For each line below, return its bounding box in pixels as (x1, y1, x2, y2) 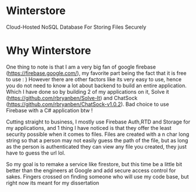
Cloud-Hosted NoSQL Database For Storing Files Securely (6, 23, 146, 30)
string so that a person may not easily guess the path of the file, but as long (6, 136, 188, 144)
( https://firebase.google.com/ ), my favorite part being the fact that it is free (6, 69, 187, 77)
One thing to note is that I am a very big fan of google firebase (6, 63, 156, 70)
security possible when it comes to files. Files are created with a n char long (6, 131, 190, 138)
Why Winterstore (6, 44, 91, 57)
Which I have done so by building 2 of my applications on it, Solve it (6, 88, 170, 95)
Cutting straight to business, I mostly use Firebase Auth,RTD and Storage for (6, 118, 191, 125)
